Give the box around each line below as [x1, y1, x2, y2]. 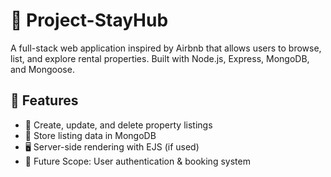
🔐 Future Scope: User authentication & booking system [24, 155, 251, 167]
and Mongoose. [10, 63, 75, 75]
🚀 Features [10, 92, 79, 109]
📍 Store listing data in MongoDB [24, 129, 157, 141]
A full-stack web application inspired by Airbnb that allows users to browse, [10, 42, 322, 54]
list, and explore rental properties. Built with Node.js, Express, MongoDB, [10, 52, 310, 64]
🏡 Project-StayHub [10, 9, 169, 32]
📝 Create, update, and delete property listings [24, 119, 213, 131]
